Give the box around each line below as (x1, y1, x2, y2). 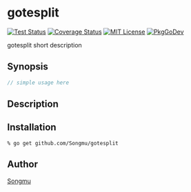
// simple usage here (7, 79, 70, 86)
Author (7, 158, 38, 170)
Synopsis (7, 61, 48, 73)
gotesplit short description (7, 41, 83, 49)
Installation (7, 122, 57, 134)
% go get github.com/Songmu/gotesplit (7, 140, 119, 147)
